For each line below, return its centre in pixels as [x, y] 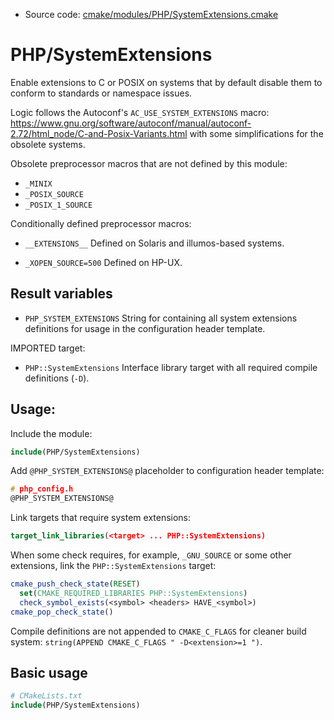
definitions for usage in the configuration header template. [145, 328]
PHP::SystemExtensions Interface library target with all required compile [171, 367]
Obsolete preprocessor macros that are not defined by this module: [149, 163]
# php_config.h [42, 489]
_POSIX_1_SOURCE [58, 205]
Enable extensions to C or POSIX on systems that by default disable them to [166, 82]
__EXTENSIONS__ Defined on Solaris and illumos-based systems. [154, 243]
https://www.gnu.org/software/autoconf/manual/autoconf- [131, 123]
